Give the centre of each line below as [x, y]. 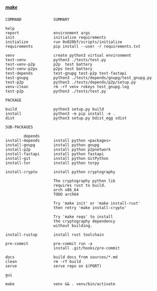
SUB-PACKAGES [19, 127]
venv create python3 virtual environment [68, 55]
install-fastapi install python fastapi [54, 154]
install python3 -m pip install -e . [60, 113]
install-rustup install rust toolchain [54, 235]
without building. [73, 225]
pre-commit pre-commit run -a [49, 243]
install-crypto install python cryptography [60, 172]
